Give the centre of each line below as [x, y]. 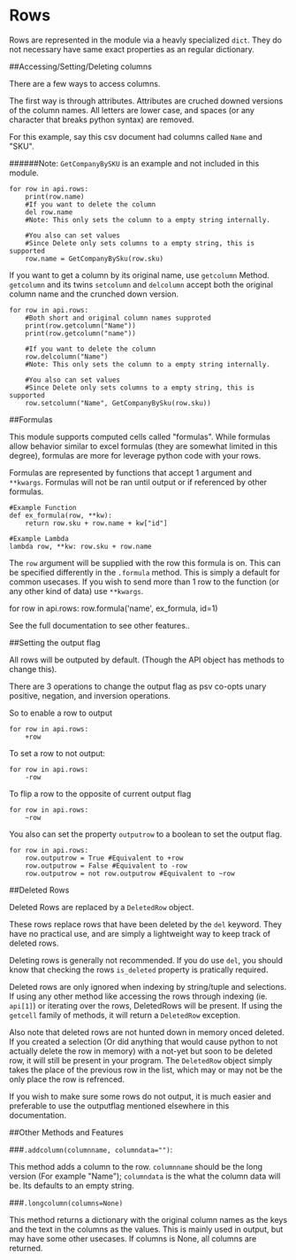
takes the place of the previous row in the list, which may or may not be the [146, 1070]
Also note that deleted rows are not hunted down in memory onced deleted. [147, 1032]
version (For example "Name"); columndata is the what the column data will [145, 1176]
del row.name [49, 212]
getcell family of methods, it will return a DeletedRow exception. [125, 1015]
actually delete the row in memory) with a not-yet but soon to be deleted [141, 1051]
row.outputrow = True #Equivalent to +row [104, 858]
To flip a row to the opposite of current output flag [100, 793]
